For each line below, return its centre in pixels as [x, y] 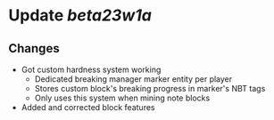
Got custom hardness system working [91, 69]
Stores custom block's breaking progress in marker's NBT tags [150, 88]
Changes [34, 48]
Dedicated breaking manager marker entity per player [133, 79]
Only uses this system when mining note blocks [122, 98]
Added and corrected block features [88, 107]
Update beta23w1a [80, 16]
